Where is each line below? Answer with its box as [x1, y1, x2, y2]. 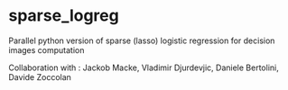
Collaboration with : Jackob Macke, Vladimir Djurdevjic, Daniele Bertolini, [8, 62, 279, 73]
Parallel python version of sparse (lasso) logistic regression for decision [8, 35, 275, 46]
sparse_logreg [8, 5, 119, 26]
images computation [8, 44, 85, 55]
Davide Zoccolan [8, 71, 71, 82]
